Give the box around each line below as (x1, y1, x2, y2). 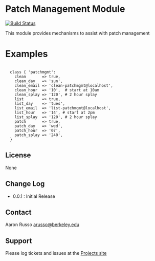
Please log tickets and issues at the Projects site (5, 250, 107, 256)
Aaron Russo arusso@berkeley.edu (5, 221, 80, 228)
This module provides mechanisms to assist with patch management (5, 30, 150, 36)
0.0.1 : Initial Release (12, 193, 55, 199)
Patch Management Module (5, 3, 125, 15)
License (5, 151, 31, 160)
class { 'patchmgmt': (10, 69, 56, 74)
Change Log (5, 179, 45, 188)
